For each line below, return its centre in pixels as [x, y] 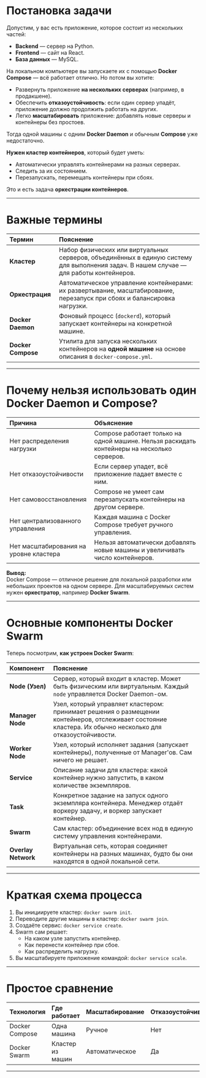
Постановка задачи [59, 11]
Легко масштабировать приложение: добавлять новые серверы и [103, 115]
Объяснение [113, 423]
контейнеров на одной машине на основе [122, 349]
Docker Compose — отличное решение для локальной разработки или [99, 579]
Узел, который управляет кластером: [109, 704]
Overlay [21, 850]
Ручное [97, 1029]
